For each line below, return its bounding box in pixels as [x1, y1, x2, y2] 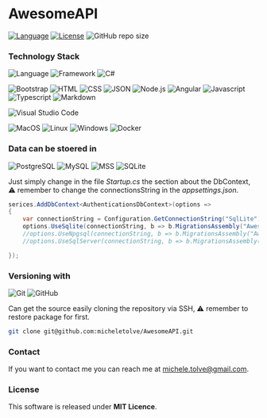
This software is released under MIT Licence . [8, 402, 157, 412]
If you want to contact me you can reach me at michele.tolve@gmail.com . [8, 364, 250, 374]
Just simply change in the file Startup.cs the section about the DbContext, [8, 176, 251, 186]
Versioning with [8, 270, 71, 282]
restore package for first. [8, 312, 90, 321]
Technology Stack [8, 51, 80, 62]
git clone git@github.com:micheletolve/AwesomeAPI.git [8, 327, 194, 336]
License [8, 384, 40, 395]
